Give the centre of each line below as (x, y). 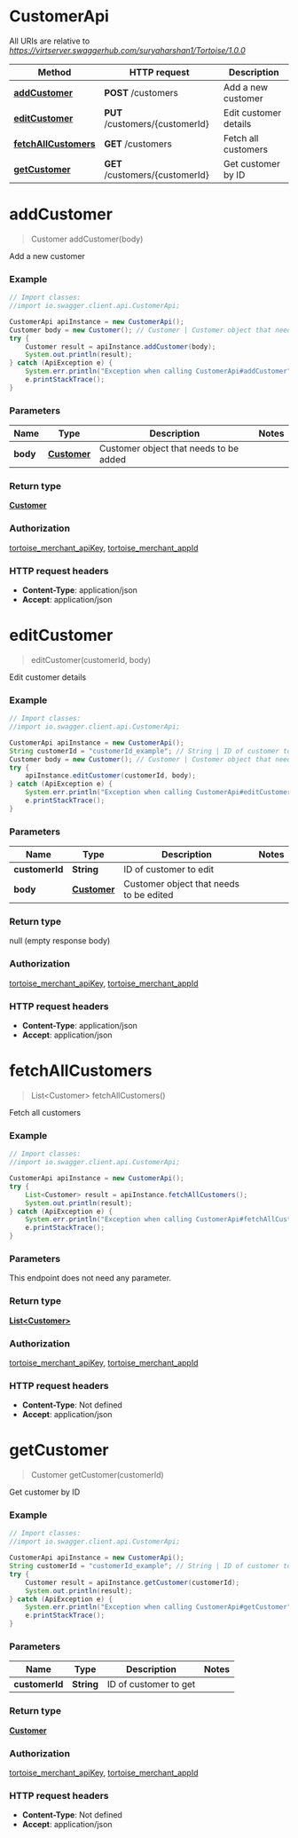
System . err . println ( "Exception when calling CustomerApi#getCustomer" (158, 1607)
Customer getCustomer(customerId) (97, 1475)
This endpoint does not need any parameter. (90, 1278)
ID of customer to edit (169, 870)
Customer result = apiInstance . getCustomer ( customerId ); (133, 1582)
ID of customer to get (151, 1684)
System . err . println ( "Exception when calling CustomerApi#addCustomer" (158, 371)
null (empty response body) (60, 941)
